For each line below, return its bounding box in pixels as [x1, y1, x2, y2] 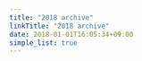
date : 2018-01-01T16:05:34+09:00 [9, 30, 134, 39]
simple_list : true [9, 38, 78, 48]
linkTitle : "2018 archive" [9, 22, 110, 30]
